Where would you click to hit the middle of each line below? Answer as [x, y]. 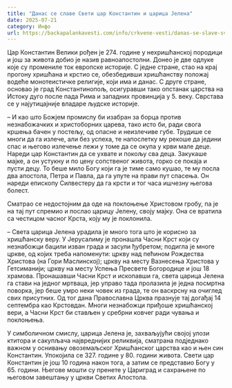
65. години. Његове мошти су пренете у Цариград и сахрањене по [106, 370]
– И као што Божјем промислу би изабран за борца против [94, 117]
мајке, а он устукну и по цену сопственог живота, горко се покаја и [107, 161]
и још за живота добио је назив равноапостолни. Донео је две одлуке [110, 60]
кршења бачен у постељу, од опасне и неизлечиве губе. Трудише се [109, 132]
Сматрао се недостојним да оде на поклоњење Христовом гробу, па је [113, 204]
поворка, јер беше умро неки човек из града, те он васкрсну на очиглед [115, 291]
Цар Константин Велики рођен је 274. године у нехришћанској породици [115, 52]
